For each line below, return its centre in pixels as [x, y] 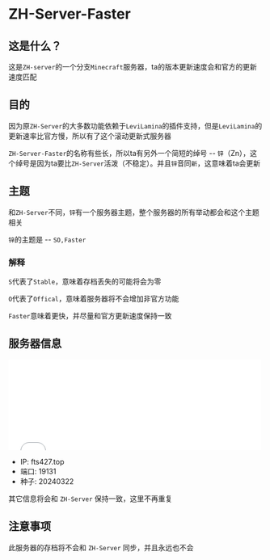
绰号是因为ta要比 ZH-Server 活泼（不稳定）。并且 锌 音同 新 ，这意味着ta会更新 [138, 163]
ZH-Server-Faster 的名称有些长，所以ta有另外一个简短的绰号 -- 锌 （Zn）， [129, 153]
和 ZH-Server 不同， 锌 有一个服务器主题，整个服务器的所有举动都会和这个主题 [134, 212]
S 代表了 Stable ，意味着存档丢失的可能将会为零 [85, 281]
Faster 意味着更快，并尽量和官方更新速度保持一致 [90, 315]
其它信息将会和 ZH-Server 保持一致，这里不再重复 [91, 499]
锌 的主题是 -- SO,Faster [47, 239]
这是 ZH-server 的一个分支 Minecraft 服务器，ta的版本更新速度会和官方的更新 [133, 67]
